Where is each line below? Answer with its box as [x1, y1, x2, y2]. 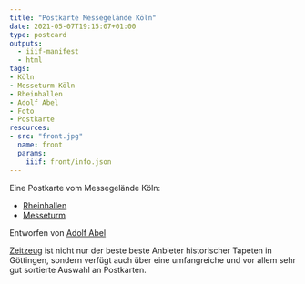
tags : [9, 65, 30, 74]
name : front [17, 140, 64, 149]
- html [17, 56, 43, 65]
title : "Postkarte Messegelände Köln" [9, 13, 157, 23]
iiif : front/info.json [25, 157, 112, 167]
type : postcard [9, 30, 67, 39]
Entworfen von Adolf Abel [9, 227, 107, 238]
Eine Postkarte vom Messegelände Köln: [9, 182, 161, 193]
